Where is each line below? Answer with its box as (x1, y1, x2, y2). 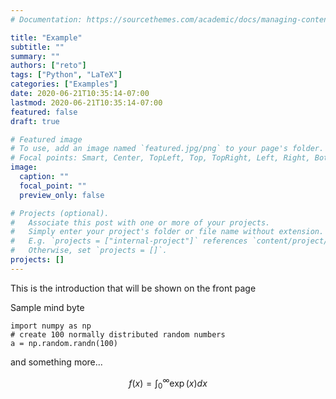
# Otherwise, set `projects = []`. (10, 246, 168, 256)
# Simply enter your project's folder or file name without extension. (10, 227, 325, 237)
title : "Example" (10, 32, 83, 43)
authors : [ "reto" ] (10, 61, 87, 71)
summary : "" (10, 51, 60, 61)
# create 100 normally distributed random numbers (10, 329, 226, 340)
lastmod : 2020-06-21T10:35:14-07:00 (10, 97, 163, 108)
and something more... (10, 356, 103, 368)
